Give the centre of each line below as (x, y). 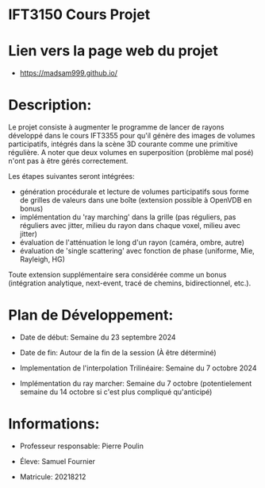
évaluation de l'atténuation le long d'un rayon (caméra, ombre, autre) (132, 242)
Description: (50, 105)
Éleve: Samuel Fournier (58, 461)
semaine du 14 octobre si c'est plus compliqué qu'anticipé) (116, 392)
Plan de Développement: (91, 315)
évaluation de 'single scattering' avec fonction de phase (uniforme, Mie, (137, 251)
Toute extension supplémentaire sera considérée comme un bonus (117, 275)
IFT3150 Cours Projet (79, 15)
